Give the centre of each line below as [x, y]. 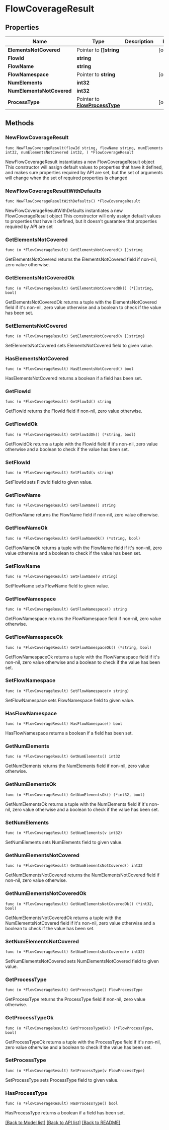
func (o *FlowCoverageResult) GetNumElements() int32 [63, 757]
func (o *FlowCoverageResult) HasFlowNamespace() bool [64, 724]
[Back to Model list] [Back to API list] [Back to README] [63, 1122]
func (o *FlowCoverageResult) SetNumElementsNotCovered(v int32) [75, 952]
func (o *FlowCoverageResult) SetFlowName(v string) [62, 576]
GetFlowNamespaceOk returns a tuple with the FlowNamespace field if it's [82, 657]
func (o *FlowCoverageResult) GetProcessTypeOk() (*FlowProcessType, [80, 1028]
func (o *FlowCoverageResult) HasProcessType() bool [62, 1104]
